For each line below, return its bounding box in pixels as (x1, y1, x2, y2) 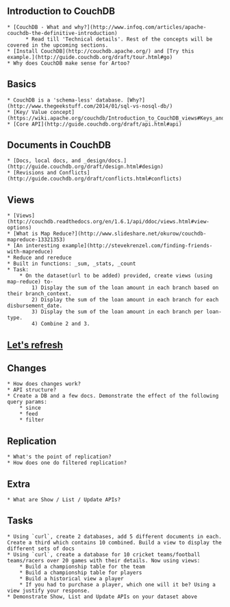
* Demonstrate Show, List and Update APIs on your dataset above (7, 593, 197, 600)
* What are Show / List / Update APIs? (7, 496, 121, 503)
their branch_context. (7, 290, 72, 297)
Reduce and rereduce (13, 254, 72, 262)
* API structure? (7, 387, 57, 393)
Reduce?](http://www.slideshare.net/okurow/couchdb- (53, 230, 207, 238)
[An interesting (13, 242, 60, 249)
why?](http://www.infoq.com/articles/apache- (74, 23, 207, 30)
